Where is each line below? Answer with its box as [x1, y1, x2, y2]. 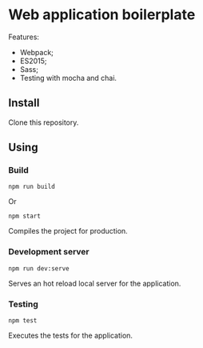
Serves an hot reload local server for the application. [8, 278, 181, 288]
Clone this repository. [8, 118, 79, 127]
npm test [8, 317, 38, 325]
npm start [8, 212, 42, 221]
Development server [8, 246, 90, 258]
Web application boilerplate [8, 6, 196, 24]
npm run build [8, 182, 56, 191]
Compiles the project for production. [8, 226, 128, 236]
